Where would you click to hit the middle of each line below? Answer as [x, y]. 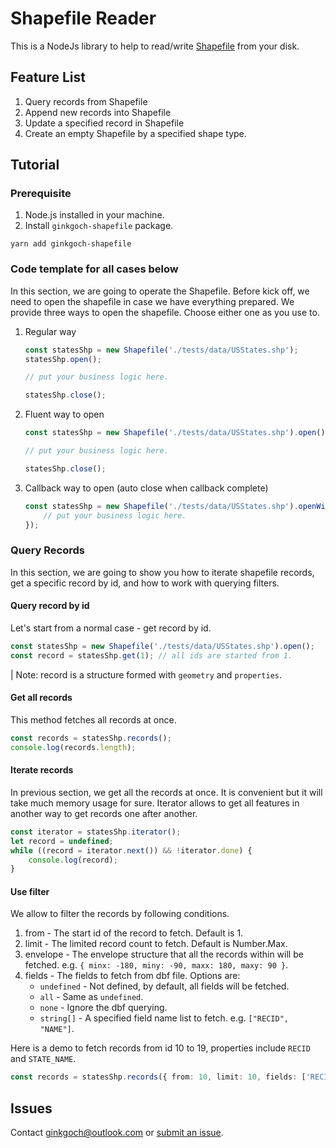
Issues [31, 1108]
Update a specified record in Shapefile [104, 123]
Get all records [41, 698]
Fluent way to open [64, 414]
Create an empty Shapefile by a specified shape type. [135, 133]
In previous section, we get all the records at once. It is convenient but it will [166, 792]
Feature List [48, 77]
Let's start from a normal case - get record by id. [111, 628]
